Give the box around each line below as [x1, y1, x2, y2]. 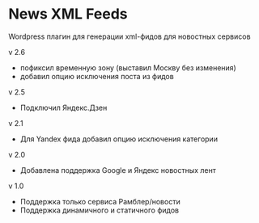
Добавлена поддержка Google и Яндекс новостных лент [19, 165, 217, 175]
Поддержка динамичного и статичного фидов [19, 205, 180, 215]
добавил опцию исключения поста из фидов [19, 71, 174, 81]
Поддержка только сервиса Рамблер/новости [19, 196, 180, 206]
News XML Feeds [8, 5, 128, 23]
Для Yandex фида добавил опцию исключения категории [19, 134, 219, 144]
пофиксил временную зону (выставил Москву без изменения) [19, 62, 236, 73]
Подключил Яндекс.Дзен [19, 103, 108, 112]
